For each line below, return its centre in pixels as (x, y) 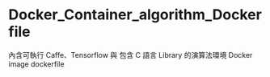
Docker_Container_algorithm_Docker (135, 15)
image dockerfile (36, 64)
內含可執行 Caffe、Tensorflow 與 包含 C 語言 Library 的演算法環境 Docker (131, 55)
